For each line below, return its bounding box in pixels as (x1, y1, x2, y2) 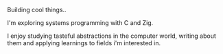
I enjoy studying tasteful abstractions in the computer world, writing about (7, 32, 216, 40)
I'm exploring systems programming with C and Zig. (7, 19, 154, 26)
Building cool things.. (7, 6, 67, 13)
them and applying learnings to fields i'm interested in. (7, 39, 161, 47)
